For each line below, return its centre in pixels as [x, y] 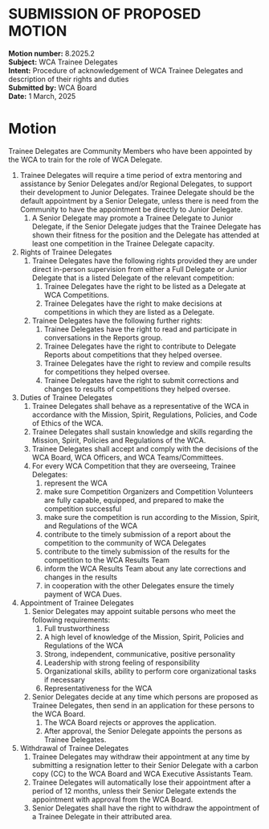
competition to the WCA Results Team [107, 559]
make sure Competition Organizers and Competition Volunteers [149, 491]
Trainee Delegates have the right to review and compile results [147, 363]
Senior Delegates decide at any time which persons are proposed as [145, 696]
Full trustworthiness [77, 628]
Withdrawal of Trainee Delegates [74, 748]
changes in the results [81, 577]
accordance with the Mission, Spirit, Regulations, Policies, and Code [145, 414]
